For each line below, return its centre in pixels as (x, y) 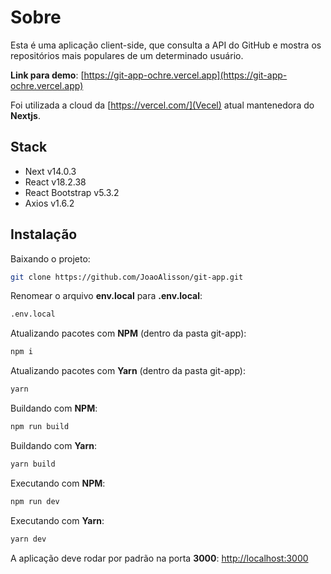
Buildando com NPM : (54, 408)
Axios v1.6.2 (49, 203)
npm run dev (35, 501)
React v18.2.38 (55, 182)
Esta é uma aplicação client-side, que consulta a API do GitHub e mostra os (166, 45)
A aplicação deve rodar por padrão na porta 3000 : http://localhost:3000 (159, 558)
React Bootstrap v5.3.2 (72, 192)
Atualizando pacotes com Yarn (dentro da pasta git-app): (128, 371)
